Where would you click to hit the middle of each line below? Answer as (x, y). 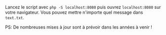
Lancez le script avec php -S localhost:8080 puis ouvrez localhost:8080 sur (83, 7)
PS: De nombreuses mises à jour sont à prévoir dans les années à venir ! (79, 27)
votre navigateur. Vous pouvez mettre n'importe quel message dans (74, 12)
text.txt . (15, 17)
